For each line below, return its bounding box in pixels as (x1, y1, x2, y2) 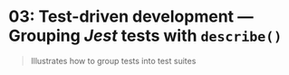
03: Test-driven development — (8, 6, 255, 27)
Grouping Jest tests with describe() (8, 25, 283, 46)
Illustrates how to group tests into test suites (30, 55, 197, 66)
